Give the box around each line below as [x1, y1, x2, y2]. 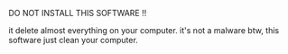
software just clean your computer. [8, 35, 139, 45]
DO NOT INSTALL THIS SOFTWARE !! [8, 8, 147, 18]
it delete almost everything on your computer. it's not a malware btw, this [8, 25, 280, 35]
